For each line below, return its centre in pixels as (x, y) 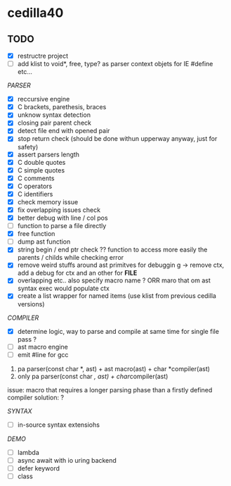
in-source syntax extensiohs (59, 425)
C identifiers (35, 194)
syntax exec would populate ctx (64, 288)
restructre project (43, 56)
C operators (35, 186)
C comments (36, 178)
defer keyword (38, 468)
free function (36, 234)
